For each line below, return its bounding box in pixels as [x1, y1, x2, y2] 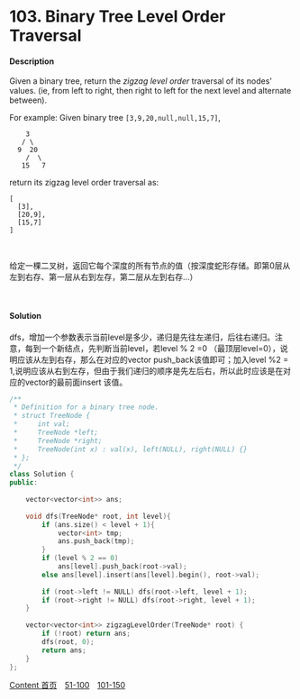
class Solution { [9, 470, 75, 479]
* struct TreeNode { [13, 412, 91, 421]
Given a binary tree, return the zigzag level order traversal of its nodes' [9, 76, 273, 86]
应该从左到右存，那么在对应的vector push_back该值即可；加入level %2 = [16, 354, 289, 365]
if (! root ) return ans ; [41, 629, 131, 639]
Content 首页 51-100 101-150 [9, 680, 126, 691]
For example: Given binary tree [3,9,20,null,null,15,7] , [9, 113, 221, 123]
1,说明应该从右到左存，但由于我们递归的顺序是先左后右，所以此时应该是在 [9, 365, 284, 376]
